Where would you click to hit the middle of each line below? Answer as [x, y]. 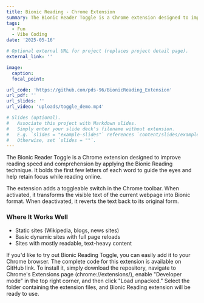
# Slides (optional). [34, 118]
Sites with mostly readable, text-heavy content [73, 243]
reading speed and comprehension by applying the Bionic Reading [90, 164]
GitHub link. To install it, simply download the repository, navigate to [91, 268]
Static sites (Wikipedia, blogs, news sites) [67, 230]
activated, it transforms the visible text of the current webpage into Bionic [98, 195]
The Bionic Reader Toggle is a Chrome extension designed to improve [93, 158]
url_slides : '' [25, 101]
